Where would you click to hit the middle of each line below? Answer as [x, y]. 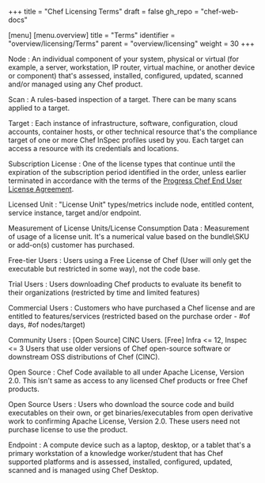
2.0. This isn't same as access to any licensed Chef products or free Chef [128, 380]
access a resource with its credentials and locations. [94, 148]
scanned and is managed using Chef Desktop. [83, 470]
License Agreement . [41, 189]
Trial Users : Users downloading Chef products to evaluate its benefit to [125, 284]
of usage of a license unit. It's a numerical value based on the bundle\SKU [129, 236]
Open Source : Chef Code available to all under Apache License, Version [127, 372]
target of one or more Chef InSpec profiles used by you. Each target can [126, 140]
